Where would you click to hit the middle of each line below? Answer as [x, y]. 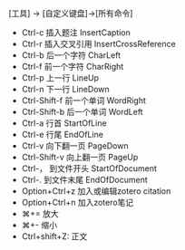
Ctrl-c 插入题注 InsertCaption [76, 33]
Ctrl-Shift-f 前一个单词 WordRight [84, 101]
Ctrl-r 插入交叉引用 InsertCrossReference [98, 44]
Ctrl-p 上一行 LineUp [60, 78]
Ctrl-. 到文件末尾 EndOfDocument [85, 180]
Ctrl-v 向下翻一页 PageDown [75, 146]
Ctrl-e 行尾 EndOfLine [62, 135]
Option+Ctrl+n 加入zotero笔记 [78, 202]
